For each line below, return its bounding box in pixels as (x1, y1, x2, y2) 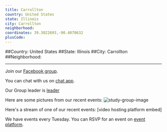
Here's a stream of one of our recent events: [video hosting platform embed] (5, 106, 162, 112)
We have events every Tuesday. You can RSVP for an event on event (5, 116, 146, 122)
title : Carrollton (5, 7, 43, 12)
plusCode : (5, 35, 26, 40)
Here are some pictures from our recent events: (5, 97, 103, 103)
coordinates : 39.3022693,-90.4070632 (5, 30, 83, 35)
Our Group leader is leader (5, 87, 60, 93)
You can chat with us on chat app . (5, 77, 75, 83)
